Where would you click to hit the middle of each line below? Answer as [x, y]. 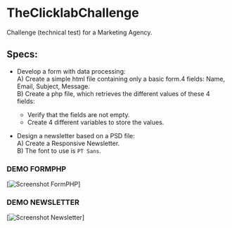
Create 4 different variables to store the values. [96, 122]
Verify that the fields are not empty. [79, 114]
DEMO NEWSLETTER [43, 202]
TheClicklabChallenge [73, 13]
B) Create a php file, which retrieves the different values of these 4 [113, 93]
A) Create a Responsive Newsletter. [68, 143]
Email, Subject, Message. [53, 86]
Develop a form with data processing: [71, 71]
